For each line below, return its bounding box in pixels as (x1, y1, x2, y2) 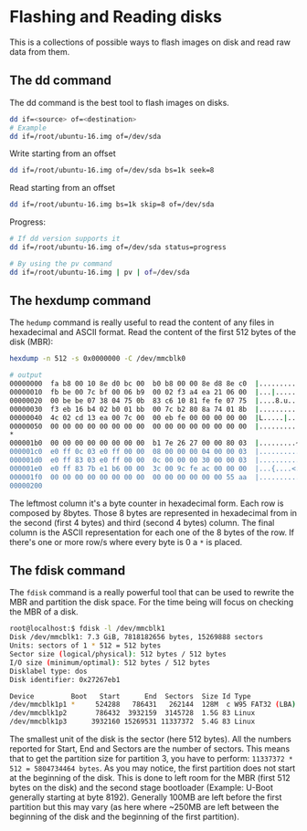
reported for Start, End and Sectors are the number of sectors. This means (9, 743, 291, 754)
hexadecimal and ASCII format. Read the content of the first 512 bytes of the (9, 327, 297, 338)
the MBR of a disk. (9, 606, 79, 617)
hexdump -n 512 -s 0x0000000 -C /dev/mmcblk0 (9, 354, 185, 363)
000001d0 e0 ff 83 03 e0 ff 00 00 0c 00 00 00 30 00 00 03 (9, 456, 248, 465)
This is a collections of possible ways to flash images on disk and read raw (9, 37, 291, 47)
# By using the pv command (9, 258, 112, 268)
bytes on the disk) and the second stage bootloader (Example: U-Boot (9, 783, 274, 793)
